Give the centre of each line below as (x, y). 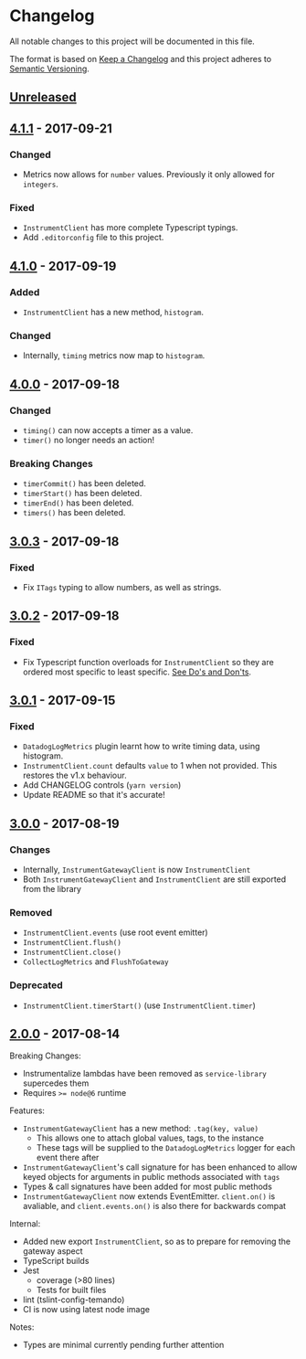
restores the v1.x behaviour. (74, 775)
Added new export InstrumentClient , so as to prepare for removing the (157, 1242)
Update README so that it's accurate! (94, 795)
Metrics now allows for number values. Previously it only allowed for (149, 175)
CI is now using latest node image (86, 1310)
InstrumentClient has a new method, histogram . (113, 312)
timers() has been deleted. (74, 513)
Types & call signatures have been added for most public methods (147, 1187)
